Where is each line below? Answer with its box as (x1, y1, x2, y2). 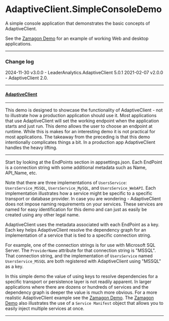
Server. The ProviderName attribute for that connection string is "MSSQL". (5, 247, 156, 253)
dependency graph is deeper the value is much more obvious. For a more (5, 289, 157, 296)
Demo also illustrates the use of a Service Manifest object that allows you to (5, 300, 163, 306)
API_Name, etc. (5, 170, 37, 176)
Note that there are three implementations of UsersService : (5, 180, 127, 186)
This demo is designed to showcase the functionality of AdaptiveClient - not (5, 107, 163, 113)
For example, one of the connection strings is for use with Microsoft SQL (5, 242, 156, 248)
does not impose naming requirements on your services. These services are (5, 201, 163, 207)
